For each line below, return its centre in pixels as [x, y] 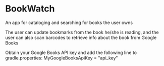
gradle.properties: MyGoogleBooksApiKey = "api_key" [62, 57]
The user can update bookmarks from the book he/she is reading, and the [82, 32]
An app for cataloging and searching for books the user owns [69, 22]
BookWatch [30, 9]
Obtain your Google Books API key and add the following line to [71, 52]
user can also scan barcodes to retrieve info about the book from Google [81, 37]
